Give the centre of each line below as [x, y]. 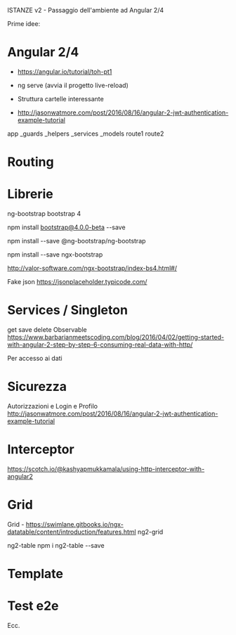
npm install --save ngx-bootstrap [55, 255]
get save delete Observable [47, 329]
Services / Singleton [68, 310]
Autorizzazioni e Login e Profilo [53, 406]
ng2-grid [150, 532]
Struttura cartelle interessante [60, 98]
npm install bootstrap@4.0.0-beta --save [66, 227]
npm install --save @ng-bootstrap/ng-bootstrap [77, 241]
